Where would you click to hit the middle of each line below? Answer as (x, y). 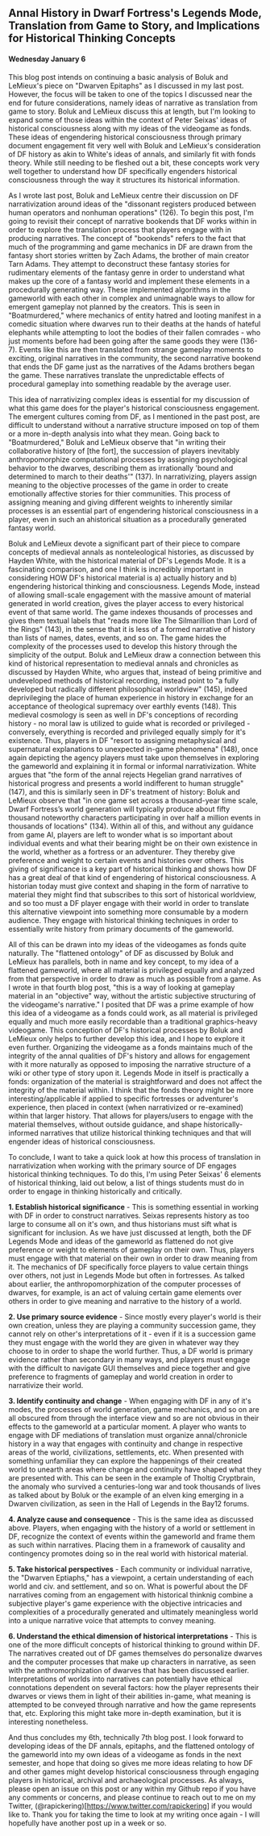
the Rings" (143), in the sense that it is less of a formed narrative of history (132, 629)
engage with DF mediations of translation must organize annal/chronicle (128, 1435)
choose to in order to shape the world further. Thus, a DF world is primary (131, 1351)
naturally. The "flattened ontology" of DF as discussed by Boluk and (121, 953)
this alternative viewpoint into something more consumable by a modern (128, 912)
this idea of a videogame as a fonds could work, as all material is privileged (133, 1013)
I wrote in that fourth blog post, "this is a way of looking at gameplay (122, 987)
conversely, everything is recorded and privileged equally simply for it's (127, 732)
